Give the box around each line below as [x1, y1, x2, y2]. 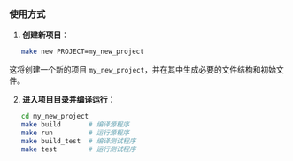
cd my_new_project [20, 112, 89, 121]
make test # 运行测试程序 [20, 144, 136, 154]
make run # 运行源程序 [20, 128, 130, 137]
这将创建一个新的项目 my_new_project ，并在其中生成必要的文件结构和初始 [9, 65, 277, 75]
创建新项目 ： [21, 29, 69, 41]
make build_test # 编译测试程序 [20, 136, 136, 145]
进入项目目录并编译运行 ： [21, 95, 116, 105]
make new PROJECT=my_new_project [20, 47, 144, 57]
